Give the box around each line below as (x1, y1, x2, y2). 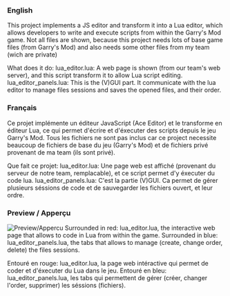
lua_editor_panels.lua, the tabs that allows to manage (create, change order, (7, 238, 223, 246)
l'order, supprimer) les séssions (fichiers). (7, 281, 126, 289)
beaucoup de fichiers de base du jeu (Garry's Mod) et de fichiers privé (7, 141, 209, 149)
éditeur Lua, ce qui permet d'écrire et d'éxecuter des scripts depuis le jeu (7, 126, 216, 135)
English (7, 6, 33, 15)
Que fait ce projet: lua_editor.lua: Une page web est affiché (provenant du (7, 161, 216, 170)
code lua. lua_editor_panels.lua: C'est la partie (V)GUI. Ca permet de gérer (7, 176, 219, 184)
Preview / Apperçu (7, 208, 71, 217)
